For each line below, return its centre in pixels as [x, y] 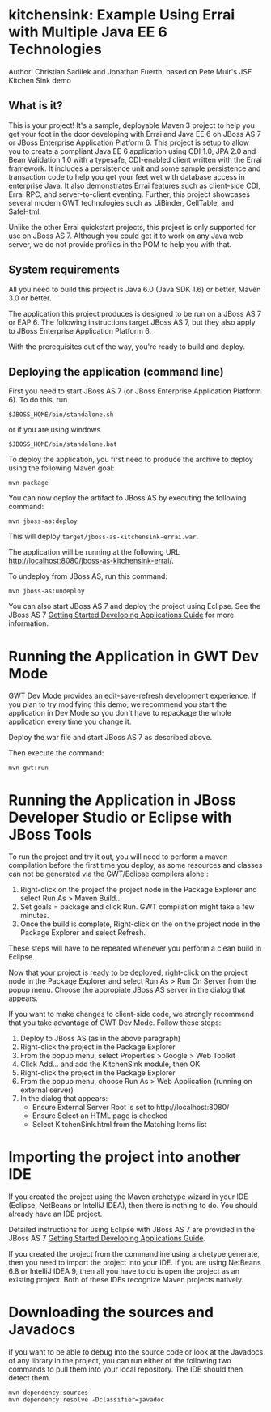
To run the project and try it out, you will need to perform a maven [118, 857]
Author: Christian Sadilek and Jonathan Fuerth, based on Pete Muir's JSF [130, 71]
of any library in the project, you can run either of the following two [120, 1361]
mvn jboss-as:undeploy [47, 591]
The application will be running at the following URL [94, 552]
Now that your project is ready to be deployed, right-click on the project [128, 972]
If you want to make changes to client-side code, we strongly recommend [131, 1014]
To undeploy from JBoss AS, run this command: [88, 576]
